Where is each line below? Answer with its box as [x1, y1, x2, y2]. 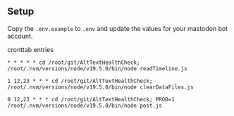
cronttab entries [7, 45, 54, 53]
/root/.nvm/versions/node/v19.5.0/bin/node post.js [7, 102, 162, 109]
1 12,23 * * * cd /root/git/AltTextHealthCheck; [7, 77, 153, 84]
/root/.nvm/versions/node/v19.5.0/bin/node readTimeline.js [7, 65, 188, 72]
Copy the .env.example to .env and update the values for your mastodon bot [7, 24, 228, 32]
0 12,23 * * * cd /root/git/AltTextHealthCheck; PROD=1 [7, 96, 175, 103]
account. [7, 32, 33, 40]
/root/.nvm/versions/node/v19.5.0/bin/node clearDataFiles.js [7, 84, 194, 91]
